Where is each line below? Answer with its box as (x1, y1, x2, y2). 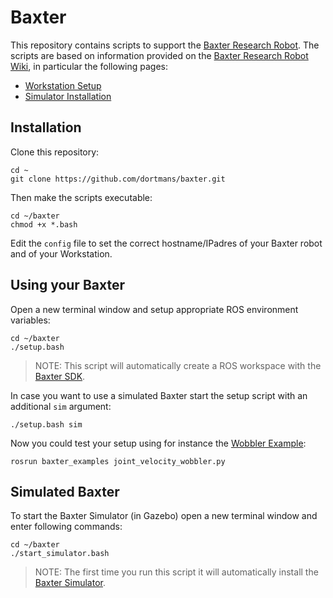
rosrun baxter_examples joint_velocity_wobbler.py (10, 456, 226, 466)
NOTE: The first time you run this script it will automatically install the (34, 566, 319, 578)
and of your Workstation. (10, 247, 113, 260)
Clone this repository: (10, 146, 100, 158)
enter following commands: (10, 521, 123, 533)
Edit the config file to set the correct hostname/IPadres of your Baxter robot (10, 237, 323, 249)
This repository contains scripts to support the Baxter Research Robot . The (10, 39, 320, 51)
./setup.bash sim (10, 419, 83, 430)
